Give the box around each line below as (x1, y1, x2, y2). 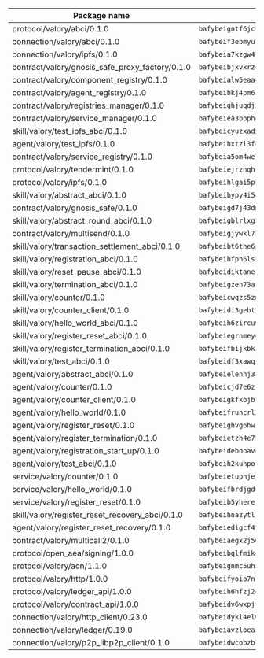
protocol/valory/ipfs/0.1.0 (12, 177, 108, 187)
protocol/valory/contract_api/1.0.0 (12, 599, 139, 609)
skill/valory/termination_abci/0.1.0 (12, 279, 138, 290)
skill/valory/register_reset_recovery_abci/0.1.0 (12, 509, 183, 520)
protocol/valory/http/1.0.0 (12, 574, 108, 584)
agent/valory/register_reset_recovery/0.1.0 (12, 523, 171, 533)
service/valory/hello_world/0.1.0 (12, 484, 132, 494)
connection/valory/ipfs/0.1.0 (12, 49, 118, 60)
